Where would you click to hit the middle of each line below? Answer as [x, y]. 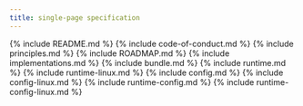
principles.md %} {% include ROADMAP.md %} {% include [120, 53]
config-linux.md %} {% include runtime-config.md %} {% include [132, 82]
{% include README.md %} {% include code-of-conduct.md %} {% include [151, 43]
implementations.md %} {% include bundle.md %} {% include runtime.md [148, 63]
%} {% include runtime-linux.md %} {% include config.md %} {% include [146, 72]
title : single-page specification [75, 18]
